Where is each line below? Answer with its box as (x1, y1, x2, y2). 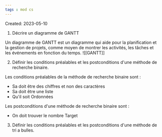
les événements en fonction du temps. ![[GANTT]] (5, 50, 105, 56)
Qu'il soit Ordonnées (12, 94, 53, 99)
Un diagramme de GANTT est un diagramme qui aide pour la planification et (5, 39, 157, 45)
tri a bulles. (12, 127, 35, 133)
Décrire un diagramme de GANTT (12, 30, 79, 36)
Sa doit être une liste (12, 88, 53, 94)
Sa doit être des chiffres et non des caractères (12, 83, 105, 89)
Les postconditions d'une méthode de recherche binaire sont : (5, 103, 130, 109)
